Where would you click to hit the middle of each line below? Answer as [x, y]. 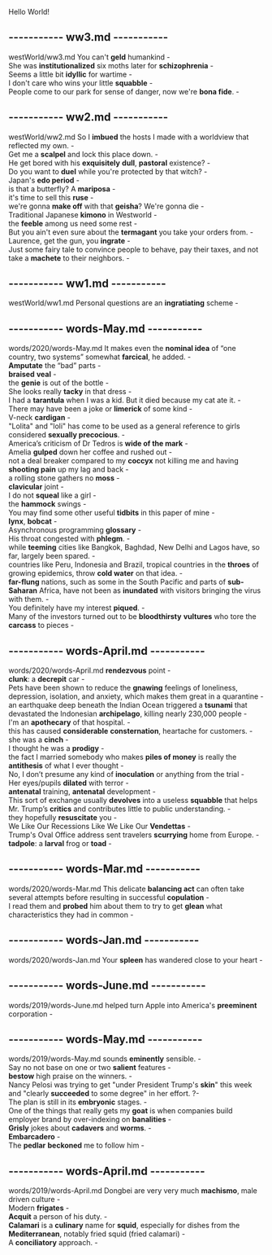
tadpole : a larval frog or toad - [60, 844]
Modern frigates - [39, 1208]
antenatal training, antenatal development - [82, 792]
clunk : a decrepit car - [47, 679]
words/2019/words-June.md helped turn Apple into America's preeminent [133, 1005]
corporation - [30, 1014]
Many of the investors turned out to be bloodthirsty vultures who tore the [133, 617]
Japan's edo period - [44, 180]
